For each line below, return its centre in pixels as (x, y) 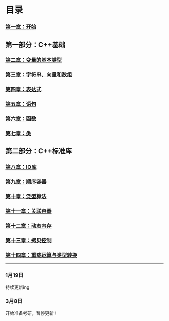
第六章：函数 (21, 119)
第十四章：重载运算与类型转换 (41, 255)
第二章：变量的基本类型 (33, 60)
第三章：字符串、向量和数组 (39, 75)
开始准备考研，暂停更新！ (32, 313)
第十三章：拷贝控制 (28, 240)
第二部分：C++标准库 (39, 151)
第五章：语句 (21, 104)
